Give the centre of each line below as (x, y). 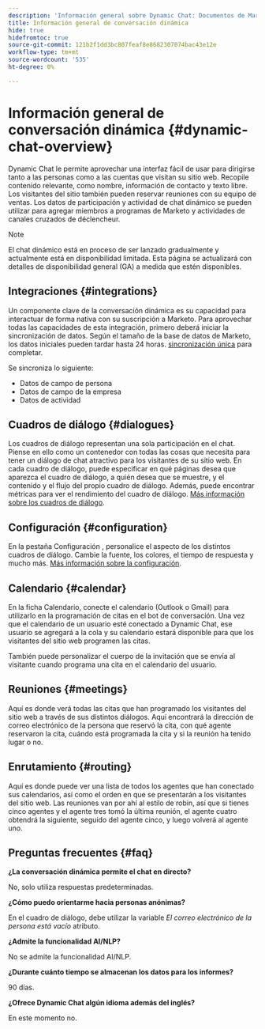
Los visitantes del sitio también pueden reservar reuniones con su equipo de (132, 194)
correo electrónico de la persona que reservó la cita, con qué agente (120, 725)
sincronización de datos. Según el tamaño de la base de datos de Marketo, (130, 335)
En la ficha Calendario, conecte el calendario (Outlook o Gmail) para (119, 607)
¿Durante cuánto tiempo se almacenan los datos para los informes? (121, 972)
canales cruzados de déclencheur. (64, 219)
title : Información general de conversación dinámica (99, 23)
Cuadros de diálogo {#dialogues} (91, 424)
